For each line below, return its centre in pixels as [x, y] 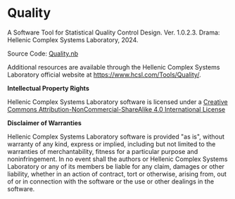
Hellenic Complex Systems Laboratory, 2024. [73, 39]
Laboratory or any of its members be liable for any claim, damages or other [116, 166]
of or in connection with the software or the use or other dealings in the [111, 181]
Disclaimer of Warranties [45, 123]
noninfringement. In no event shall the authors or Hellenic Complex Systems [118, 159]
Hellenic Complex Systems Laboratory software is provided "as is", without [116, 136]
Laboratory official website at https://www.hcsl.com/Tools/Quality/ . [104, 75]
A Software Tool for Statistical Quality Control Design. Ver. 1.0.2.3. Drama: [114, 32]
